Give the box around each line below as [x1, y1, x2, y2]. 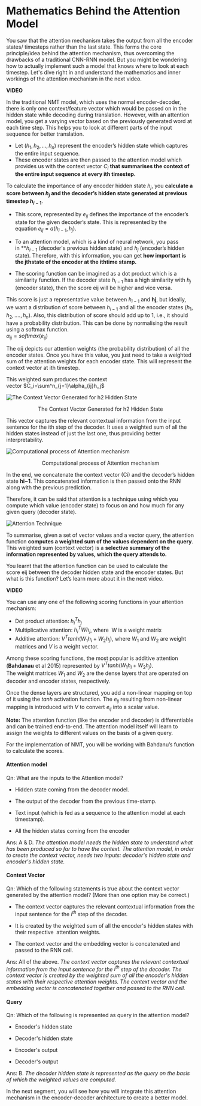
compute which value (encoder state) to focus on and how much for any [6, 502, 184, 509]
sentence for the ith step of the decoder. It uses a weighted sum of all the [6, 423, 187, 431]
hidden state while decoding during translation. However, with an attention [6, 111, 190, 118]
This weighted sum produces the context [6, 376, 108, 383]
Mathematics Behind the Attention [6, 4, 181, 18]
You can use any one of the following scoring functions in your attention [6, 599, 184, 606]
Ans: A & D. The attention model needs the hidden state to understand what [6, 839, 193, 846]
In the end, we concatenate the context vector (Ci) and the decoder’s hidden [6, 471, 195, 479]
